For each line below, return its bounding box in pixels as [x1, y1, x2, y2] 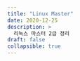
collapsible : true [7, 43, 61, 50]
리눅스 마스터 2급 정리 [13, 29, 70, 37]
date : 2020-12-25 [7, 17, 58, 24]
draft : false [7, 36, 46, 43]
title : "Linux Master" [7, 10, 74, 18]
